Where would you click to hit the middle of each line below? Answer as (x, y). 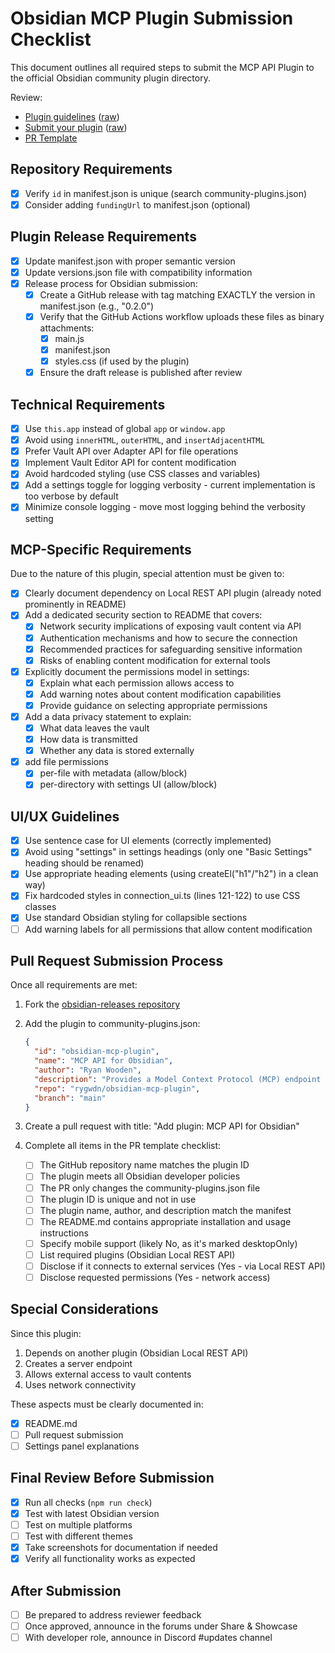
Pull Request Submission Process (117, 960)
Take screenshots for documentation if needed (121, 1548)
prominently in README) (75, 604)
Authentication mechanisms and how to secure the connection (168, 638)
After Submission (66, 1590)
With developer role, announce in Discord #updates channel (148, 1638)
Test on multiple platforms (78, 1524)
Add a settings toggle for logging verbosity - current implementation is (170, 485)
